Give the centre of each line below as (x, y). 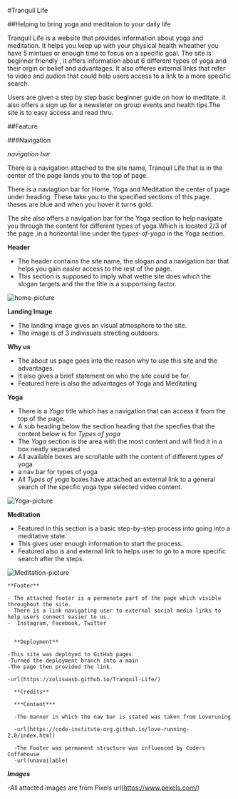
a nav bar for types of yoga (58, 472)
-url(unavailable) (41, 760)
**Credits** (32, 692)
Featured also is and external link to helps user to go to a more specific (122, 551)
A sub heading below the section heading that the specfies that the (116, 426)
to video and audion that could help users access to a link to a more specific (119, 76)
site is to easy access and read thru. (61, 112)
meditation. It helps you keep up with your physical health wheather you (113, 45)
